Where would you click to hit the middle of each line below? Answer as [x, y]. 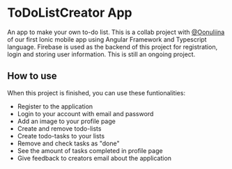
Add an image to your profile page [67, 121]
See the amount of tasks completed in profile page [90, 150]
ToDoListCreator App [70, 13]
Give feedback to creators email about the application [94, 158]
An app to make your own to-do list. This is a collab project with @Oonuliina [116, 32]
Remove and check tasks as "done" [68, 143]
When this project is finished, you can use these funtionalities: [96, 92]
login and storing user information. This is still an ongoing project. [101, 54]
